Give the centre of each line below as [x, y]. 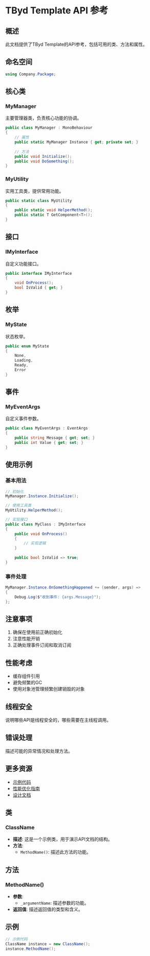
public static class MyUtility [39, 200]
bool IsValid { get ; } [39, 288]
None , [20, 356]
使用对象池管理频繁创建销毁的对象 [49, 689]
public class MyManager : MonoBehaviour [49, 128]
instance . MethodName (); [31, 949]
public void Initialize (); [43, 156]
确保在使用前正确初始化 [37, 632]
